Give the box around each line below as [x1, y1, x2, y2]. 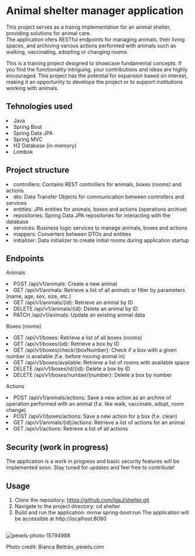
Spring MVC [13, 136, 43, 143]
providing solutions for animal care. [6, 29, 91, 36]
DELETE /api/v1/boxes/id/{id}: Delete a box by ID [13, 365, 131, 372]
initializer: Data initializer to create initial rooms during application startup [13, 236, 189, 243]
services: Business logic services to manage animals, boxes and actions [13, 224, 187, 231]
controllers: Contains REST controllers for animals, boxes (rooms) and [13, 180, 182, 188]
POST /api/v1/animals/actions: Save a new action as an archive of [13, 394, 172, 401]
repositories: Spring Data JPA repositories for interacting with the [13, 212, 171, 219]
